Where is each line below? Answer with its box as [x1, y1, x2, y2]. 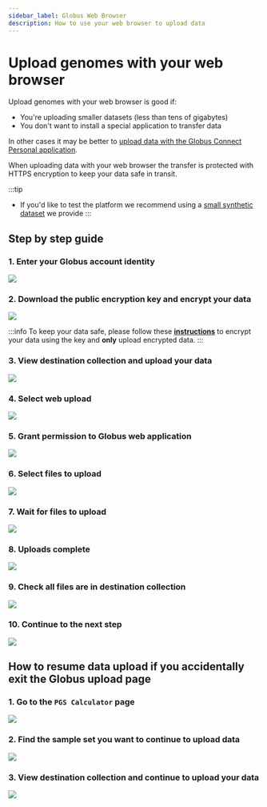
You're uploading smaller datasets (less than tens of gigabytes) [19, 113, 229, 122]
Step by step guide [8, 231, 104, 245]
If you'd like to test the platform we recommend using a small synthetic [19, 200, 253, 210]
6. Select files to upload [8, 468, 102, 480]
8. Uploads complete [8, 544, 90, 555]
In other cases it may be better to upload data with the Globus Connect [8, 137, 242, 147]
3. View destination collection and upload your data [8, 355, 213, 367]
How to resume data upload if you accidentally [8, 660, 245, 673]
